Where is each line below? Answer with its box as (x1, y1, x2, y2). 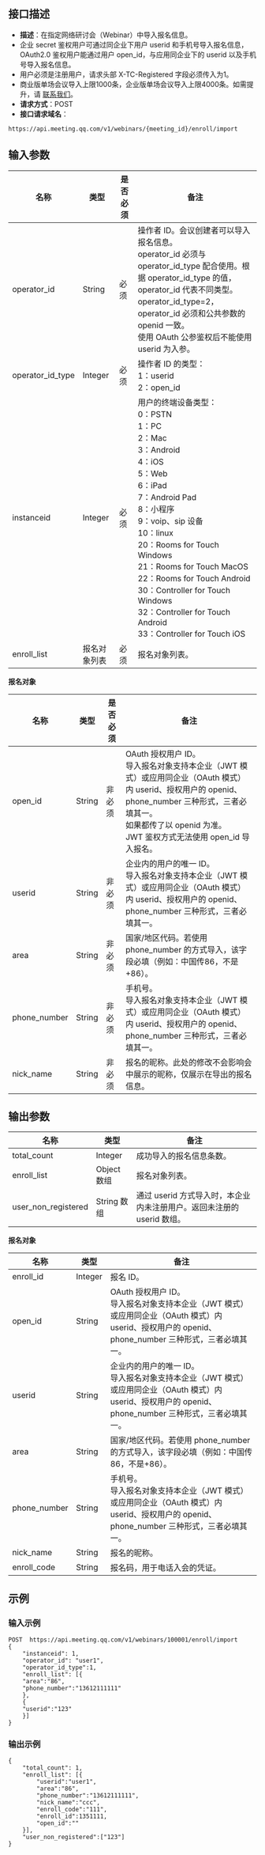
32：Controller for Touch (137, 606, 231, 617)
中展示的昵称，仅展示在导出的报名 (125, 1069, 252, 1080)
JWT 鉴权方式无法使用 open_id (125, 831, 241, 842)
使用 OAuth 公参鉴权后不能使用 (137, 331, 252, 343)
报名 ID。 (110, 1272, 144, 1283)
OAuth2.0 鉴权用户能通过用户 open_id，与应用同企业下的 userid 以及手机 (19, 50, 257, 59)
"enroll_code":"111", (36, 1806, 108, 1814)
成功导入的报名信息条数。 (136, 1150, 231, 1161)
